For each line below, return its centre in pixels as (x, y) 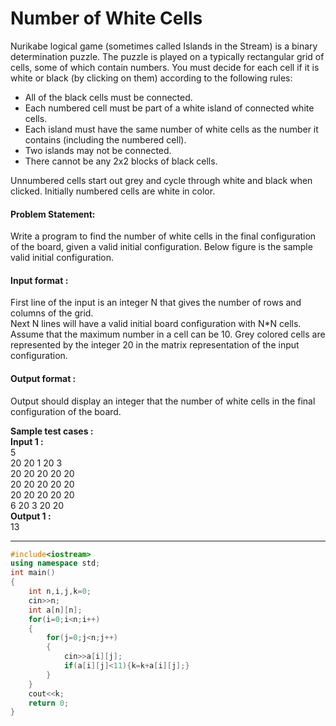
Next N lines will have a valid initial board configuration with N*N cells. (156, 324)
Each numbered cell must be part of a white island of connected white (169, 108)
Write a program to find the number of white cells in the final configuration (163, 236)
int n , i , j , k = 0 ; (60, 592)
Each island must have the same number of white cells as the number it (171, 129)
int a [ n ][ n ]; (55, 610)
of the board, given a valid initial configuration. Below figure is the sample (161, 247)
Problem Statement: (53, 214)
